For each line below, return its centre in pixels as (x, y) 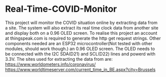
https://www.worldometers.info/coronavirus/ (50, 64)
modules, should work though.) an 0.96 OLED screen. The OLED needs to (80, 49)
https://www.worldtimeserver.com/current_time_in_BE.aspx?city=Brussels (80, 69)
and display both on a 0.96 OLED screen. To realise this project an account (81, 33)
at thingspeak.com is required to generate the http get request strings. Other (83, 38)
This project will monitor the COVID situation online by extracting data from (81, 23)
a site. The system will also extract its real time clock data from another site (82, 27)
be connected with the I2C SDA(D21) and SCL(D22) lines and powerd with (80, 54)
